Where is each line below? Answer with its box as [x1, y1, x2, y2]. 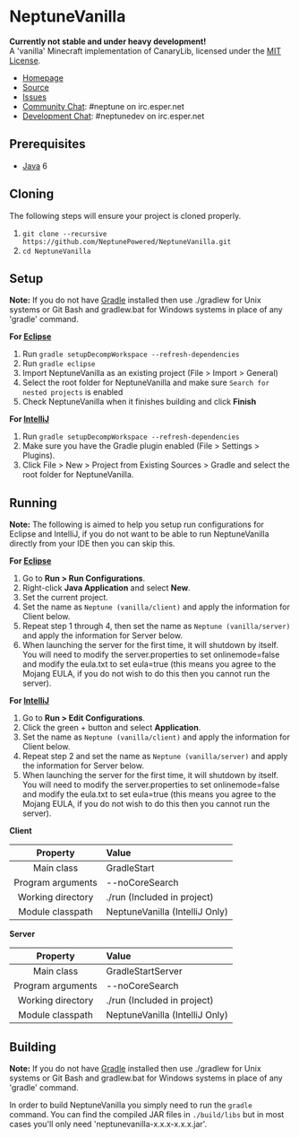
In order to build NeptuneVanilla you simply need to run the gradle [9, 1099, 252, 1110]
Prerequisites [9, 136, 86, 152]
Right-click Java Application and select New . [21, 582, 191, 593]
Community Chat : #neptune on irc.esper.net [21, 101, 185, 111]
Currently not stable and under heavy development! [9, 36, 207, 47]
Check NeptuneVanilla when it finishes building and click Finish [21, 397, 257, 407]
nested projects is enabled [21, 387, 124, 398]
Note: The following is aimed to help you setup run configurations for [9, 519, 264, 530]
